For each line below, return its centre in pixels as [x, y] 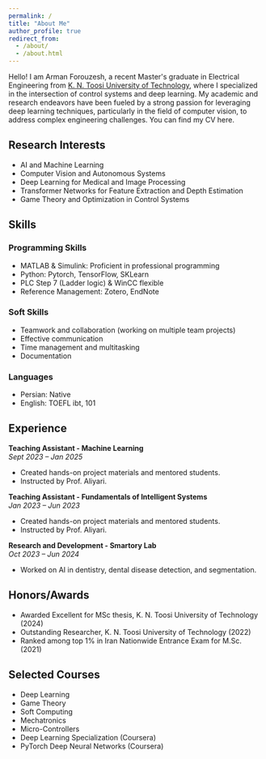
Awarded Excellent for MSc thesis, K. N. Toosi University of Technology [139, 615]
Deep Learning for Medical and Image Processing [103, 182]
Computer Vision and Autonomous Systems [93, 173]
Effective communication [61, 338]
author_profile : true [45, 31]
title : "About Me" [39, 24]
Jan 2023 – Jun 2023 [44, 505]
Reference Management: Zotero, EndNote [89, 291]
